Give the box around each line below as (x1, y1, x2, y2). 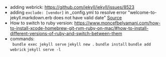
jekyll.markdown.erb (10, 15, 53, 20)
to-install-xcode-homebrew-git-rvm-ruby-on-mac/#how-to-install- (10, 25, 149, 31)
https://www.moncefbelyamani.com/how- (74, 20, 161, 26)
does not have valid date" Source (53, 15, 122, 20)
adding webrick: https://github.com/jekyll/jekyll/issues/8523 (10, 4, 134, 10)
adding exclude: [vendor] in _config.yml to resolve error (10, 9, 127, 15)
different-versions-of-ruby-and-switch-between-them (10, 31, 122, 36)
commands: (10, 36, 35, 42)
